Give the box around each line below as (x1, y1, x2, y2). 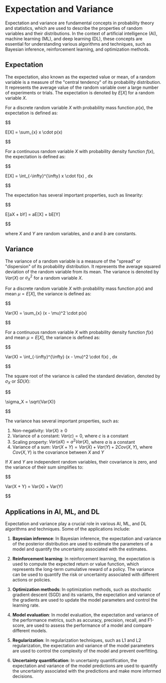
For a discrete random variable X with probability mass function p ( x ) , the (5, 104, 153, 110)
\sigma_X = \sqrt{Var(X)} (5, 399, 56, 405)
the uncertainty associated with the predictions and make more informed (12, 668, 161, 674)
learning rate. (12, 602, 40, 609)
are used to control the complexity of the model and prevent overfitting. (12, 648, 159, 654)
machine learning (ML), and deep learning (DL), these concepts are (5, 36, 143, 42)
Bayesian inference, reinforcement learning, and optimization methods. (5, 46, 150, 52)
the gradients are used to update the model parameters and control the (12, 597, 158, 603)
